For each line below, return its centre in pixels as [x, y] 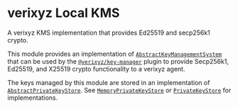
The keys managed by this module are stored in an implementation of [109, 82]
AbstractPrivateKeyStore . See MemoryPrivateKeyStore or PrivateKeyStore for [119, 90]
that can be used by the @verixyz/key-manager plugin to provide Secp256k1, [118, 61]
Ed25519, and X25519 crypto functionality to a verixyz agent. [96, 69]
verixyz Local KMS [64, 13]
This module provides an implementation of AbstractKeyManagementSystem [115, 54]
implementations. [33, 98]
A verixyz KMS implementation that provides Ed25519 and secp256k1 [109, 33]
